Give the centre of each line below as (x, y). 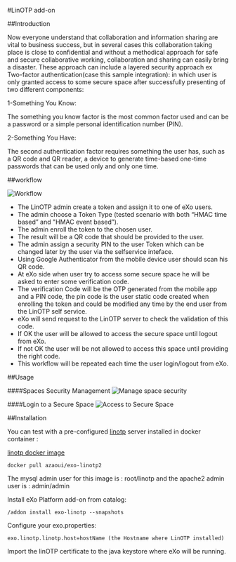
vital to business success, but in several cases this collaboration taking (110, 45)
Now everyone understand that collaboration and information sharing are (113, 37)
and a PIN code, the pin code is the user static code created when (113, 296)
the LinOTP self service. (52, 311)
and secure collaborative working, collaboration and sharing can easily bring (118, 60)
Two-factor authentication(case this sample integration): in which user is (112, 74)
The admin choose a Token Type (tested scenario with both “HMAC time (122, 214)
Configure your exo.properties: (52, 525)
